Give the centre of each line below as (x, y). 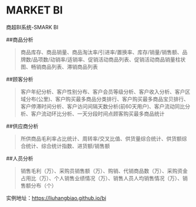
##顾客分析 (20, 79)
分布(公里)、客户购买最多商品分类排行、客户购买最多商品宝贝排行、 (107, 99)
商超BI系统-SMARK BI (32, 27)
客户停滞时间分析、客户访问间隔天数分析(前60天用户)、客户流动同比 (103, 106)
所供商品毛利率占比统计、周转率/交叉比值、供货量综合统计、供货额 (101, 138)
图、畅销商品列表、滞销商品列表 (59, 67)
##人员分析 (20, 158)
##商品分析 (20, 39)
